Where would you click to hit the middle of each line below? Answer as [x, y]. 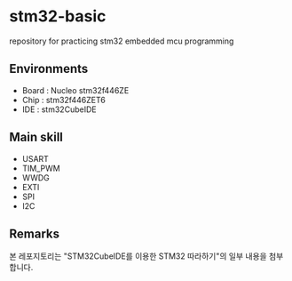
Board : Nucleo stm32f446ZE [75, 90]
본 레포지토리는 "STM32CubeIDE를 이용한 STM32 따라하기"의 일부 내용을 [138, 256]
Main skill [36, 137]
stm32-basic [58, 16]
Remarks [35, 233]
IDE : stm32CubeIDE [59, 109]
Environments [49, 69]
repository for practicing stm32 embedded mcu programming [122, 41]
